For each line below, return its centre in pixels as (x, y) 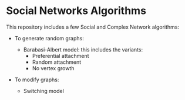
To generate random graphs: (49, 38)
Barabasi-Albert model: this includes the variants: (83, 49)
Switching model (44, 91)
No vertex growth (53, 68)
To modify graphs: (37, 80)
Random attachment (57, 62)
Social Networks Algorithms (76, 11)
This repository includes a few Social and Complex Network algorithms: (93, 27)
